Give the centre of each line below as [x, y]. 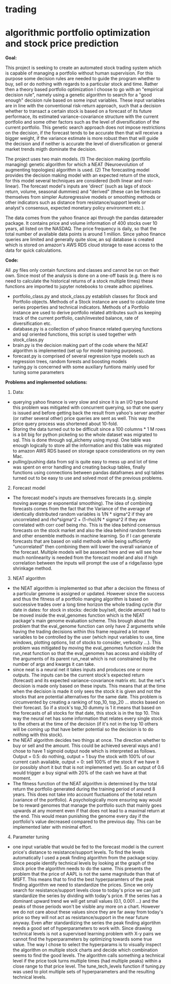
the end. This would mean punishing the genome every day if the [81, 816]
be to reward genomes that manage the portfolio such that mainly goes [87, 805]
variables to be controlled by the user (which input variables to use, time [88, 637]
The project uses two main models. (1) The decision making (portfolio [78, 159]
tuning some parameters [38, 372]
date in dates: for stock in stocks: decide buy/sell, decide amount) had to [89, 610]
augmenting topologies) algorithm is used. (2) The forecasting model [77, 170]
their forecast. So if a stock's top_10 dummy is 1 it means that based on [87, 708]
